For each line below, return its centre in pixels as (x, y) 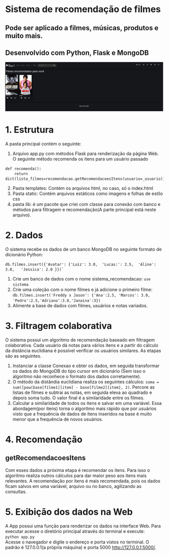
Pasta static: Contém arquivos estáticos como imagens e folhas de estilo (88, 193)
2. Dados (24, 235)
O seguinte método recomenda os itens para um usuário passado (80, 159)
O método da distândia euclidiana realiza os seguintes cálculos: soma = (86, 382)
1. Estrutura (29, 130)
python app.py (20, 537)
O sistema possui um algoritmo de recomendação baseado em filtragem (80, 340)
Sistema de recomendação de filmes (83, 9)
